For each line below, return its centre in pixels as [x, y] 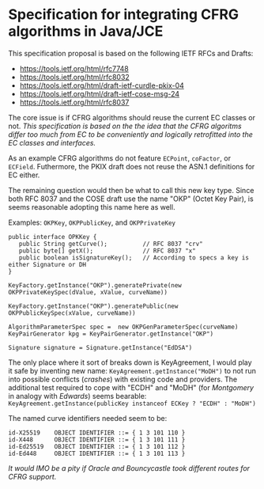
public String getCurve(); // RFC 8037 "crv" [111, 244]
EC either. [24, 175]
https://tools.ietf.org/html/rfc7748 [74, 68]
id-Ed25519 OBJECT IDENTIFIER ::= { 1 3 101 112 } [97, 446]
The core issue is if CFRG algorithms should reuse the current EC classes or [132, 117]
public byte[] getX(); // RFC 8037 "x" [107, 251]
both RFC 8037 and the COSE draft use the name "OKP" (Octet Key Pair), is [131, 199]
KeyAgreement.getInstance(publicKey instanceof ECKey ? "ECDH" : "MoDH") [132, 404]
